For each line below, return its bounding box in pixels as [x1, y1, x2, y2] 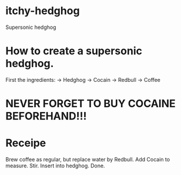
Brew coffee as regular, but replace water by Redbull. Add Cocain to [5, 156, 170, 163]
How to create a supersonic [5, 44, 142, 58]
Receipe [5, 137, 46, 150]
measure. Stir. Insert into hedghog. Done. [5, 162, 105, 169]
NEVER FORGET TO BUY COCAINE [5, 97, 176, 110]
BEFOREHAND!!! [5, 110, 87, 123]
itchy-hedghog [5, 4, 80, 18]
